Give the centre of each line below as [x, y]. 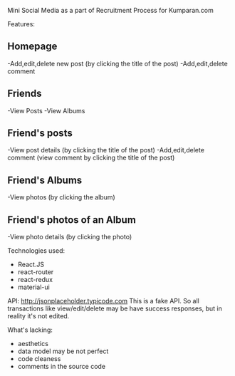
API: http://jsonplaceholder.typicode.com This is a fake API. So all [103, 301]
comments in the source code [61, 367]
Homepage [32, 47]
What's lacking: [30, 330]
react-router [36, 272]
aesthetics [33, 344]
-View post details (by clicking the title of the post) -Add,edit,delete [106, 150]
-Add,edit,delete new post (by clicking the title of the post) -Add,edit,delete [117, 63]
